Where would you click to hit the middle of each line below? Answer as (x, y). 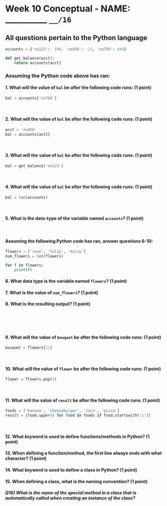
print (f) (23, 270)
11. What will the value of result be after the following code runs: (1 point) (83, 400)
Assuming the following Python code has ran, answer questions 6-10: (79, 241)
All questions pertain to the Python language (76, 38)
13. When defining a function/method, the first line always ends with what (83, 453)
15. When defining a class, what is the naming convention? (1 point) (76, 481)
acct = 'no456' (21, 130)
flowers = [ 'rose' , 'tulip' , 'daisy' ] (45, 252)
